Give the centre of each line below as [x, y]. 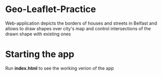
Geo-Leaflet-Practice [51, 9]
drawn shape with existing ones [38, 34]
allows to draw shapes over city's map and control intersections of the [78, 28]
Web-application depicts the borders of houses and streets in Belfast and [81, 23]
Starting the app [40, 54]
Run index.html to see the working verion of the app [60, 68]
